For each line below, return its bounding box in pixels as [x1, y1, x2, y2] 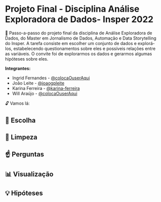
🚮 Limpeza [5, 133, 38, 141]
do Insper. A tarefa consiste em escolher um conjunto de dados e [5, 40, 137, 46]
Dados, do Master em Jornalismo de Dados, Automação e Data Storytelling [5, 35, 157, 41]
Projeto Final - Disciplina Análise [5, 3, 139, 15]
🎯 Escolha [5, 116, 36, 125]
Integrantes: [5, 65, 31, 71]
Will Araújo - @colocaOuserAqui [12, 90, 77, 96]
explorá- [138, 40, 155, 46]
